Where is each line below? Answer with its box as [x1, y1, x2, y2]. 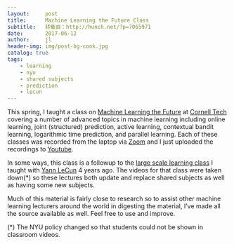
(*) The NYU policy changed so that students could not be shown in [7, 223, 204, 231]
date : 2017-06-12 [7, 29, 77, 37]
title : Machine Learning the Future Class [7, 17, 150, 24]
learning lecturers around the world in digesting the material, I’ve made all [7, 202, 221, 210]
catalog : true [7, 50, 49, 57]
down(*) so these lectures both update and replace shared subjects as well [7, 173, 225, 182]
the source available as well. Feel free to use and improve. [7, 210, 176, 218]
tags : [7, 56, 23, 63]
